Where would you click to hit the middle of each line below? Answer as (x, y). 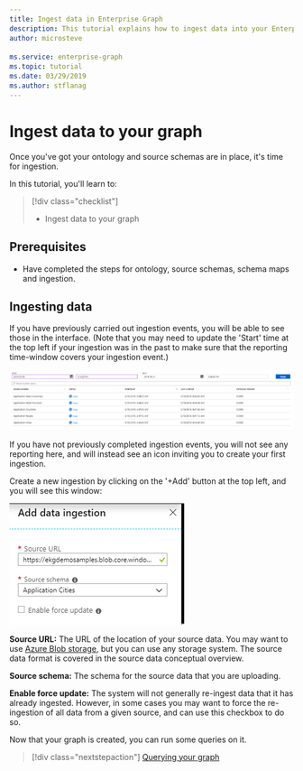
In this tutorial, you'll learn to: (63, 183)
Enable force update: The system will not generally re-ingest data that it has (151, 693)
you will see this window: (56, 490)
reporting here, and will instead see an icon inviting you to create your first (147, 454)
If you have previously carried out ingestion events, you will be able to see (147, 329)
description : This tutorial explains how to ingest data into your (139, 28)
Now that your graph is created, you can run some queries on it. (128, 739)
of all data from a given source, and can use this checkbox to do (165, 712)
